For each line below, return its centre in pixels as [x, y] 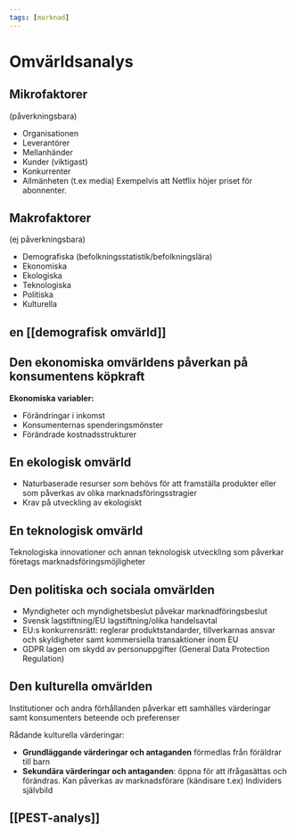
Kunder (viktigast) [55, 161]
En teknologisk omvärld [76, 530]
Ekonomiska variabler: [52, 398]
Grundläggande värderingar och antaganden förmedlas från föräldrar [152, 752]
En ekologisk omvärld [70, 462]
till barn [36, 761]
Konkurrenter [46, 171]
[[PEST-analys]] [55, 818]
